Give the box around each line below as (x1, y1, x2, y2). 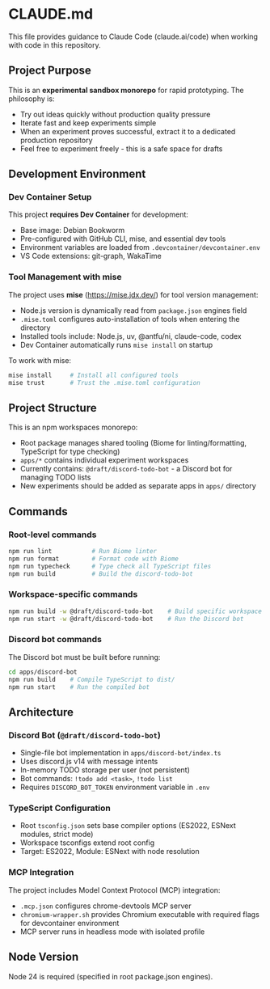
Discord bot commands (8, 634, 103, 645)
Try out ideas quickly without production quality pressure (19, 109, 211, 119)
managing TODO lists (19, 472, 91, 482)
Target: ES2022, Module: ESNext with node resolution (19, 847, 200, 856)
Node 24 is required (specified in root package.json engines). (8, 971, 213, 981)
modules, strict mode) (19, 830, 94, 839)
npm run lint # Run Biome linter (8, 547, 158, 555)
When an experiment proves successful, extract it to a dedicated (19, 126, 236, 136)
